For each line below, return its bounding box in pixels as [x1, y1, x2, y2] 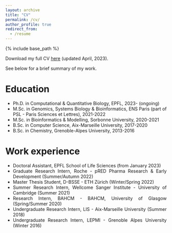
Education [5, 83, 50, 95]
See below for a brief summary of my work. [5, 65, 97, 71]
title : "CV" [5, 12, 31, 17]
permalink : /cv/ [5, 17, 40, 22]
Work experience [5, 146, 80, 157]
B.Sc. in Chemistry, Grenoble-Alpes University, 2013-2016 [12, 127, 135, 133]
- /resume [10, 31, 31, 36]
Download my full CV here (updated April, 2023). [5, 55, 109, 62]
